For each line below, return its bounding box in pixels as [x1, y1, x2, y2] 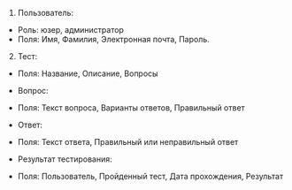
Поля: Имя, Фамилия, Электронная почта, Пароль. [17, 34, 210, 44]
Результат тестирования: [17, 154, 112, 164]
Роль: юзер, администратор [17, 25, 124, 34]
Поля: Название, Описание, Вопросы [17, 68, 158, 79]
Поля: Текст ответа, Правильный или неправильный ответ [17, 137, 239, 147]
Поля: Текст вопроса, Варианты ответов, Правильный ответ [17, 103, 245, 113]
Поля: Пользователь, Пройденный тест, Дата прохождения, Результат [17, 171, 284, 181]
